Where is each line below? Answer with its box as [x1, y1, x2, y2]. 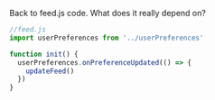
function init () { [9, 50, 79, 59]
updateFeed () [25, 67, 75, 76]
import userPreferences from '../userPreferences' [9, 33, 204, 42]
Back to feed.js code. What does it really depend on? [9, 8, 206, 18]
